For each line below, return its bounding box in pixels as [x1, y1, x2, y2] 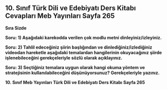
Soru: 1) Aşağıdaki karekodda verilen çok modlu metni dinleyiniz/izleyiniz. [5, 34, 162, 40]
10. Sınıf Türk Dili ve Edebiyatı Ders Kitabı [5, 4, 136, 12]
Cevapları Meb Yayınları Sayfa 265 [5, 12, 115, 20]
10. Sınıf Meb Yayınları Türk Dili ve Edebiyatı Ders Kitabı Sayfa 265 [5, 79, 145, 85]
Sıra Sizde [5, 25, 26, 31]
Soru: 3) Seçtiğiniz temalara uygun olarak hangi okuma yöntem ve [5, 64, 145, 70]
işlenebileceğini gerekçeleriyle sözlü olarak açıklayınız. [5, 55, 122, 61]
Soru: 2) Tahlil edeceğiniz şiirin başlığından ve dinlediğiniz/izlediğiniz [5, 44, 152, 50]
